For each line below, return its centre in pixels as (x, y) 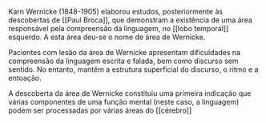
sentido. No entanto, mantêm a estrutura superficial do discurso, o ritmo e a (133, 69)
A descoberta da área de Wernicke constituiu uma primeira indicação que (130, 93)
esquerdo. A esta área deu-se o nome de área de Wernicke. (107, 37)
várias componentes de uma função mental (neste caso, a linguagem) (124, 102)
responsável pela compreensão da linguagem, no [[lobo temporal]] (119, 28)
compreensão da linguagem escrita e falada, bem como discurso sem (123, 61)
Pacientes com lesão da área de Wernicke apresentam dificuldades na (125, 52)
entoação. (25, 78)
